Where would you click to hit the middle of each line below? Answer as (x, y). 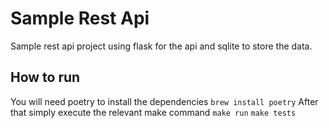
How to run (45, 77)
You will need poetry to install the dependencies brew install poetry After (164, 101)
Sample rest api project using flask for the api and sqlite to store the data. (161, 46)
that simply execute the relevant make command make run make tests (153, 112)
